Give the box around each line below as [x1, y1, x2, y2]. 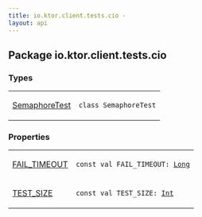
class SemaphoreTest [78, 101, 157, 110]
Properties [8, 132, 50, 143]
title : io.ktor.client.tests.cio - [8, 11, 126, 20]
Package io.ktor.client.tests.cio [8, 48, 167, 62]
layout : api [8, 19, 48, 27]
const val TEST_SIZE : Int [75, 188, 174, 198]
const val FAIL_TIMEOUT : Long [75, 160, 191, 169]
